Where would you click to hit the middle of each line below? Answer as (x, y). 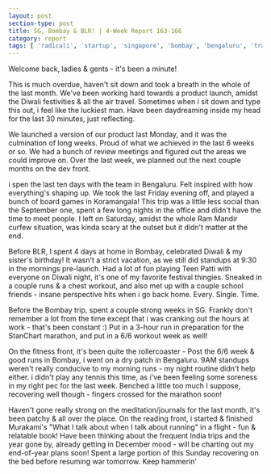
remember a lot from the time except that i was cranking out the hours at (129, 319)
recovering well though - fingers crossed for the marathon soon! (115, 394)
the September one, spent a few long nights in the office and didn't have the (135, 210)
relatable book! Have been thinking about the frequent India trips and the (129, 436)
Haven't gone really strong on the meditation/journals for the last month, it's (134, 410)
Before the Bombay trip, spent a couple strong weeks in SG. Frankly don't (130, 310)
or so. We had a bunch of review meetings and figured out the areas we (127, 152)
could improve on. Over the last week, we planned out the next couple (125, 160)
